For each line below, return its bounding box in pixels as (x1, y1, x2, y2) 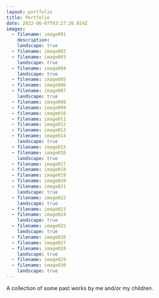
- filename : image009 (11, 104, 67, 111)
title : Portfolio (6, 15, 50, 21)
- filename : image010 (11, 110, 67, 116)
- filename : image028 (11, 245, 67, 251)
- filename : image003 (11, 54, 67, 60)
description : (17, 37, 50, 43)
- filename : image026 (11, 234, 67, 240)
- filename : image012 (11, 122, 67, 128)
